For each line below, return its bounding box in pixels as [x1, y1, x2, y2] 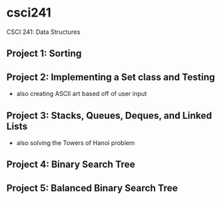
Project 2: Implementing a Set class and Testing [6, 71, 215, 83]
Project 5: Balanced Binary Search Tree [6, 182, 179, 194]
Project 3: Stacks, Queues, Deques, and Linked [6, 109, 212, 122]
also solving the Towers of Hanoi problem [16, 138, 135, 146]
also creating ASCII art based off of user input [16, 90, 148, 98]
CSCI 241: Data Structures [6, 28, 81, 36]
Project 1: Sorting [6, 48, 82, 59]
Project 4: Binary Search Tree [6, 159, 136, 171]
